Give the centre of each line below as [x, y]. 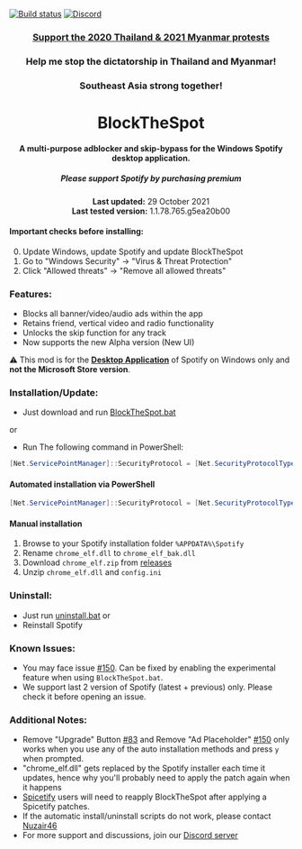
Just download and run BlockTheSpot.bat [99, 412]
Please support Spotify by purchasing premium [151, 178]
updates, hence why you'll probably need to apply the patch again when [156, 778]
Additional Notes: [49, 719]
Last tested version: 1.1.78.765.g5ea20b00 [151, 211]
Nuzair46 [40, 826]
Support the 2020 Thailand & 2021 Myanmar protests [151, 37]
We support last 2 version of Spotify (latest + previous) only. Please [147, 687]
